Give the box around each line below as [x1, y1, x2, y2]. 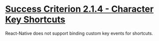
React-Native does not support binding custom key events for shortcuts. [5, 30, 153, 36]
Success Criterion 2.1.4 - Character [5, 3, 154, 15]
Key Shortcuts [5, 14, 66, 25]
